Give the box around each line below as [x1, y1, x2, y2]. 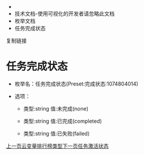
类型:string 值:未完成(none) [23, 105, 89, 112]
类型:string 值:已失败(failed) [23, 130, 90, 137]
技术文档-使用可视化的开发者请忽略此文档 [14, 10, 115, 17]
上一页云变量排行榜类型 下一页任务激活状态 [6, 142, 109, 149]
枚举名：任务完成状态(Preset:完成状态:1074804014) [14, 80, 139, 87]
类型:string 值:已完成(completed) [23, 118, 102, 125]
